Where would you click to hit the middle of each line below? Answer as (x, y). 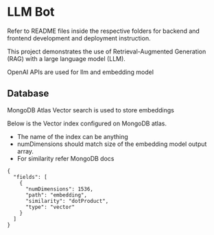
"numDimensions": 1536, (59, 189)
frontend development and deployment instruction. (79, 38)
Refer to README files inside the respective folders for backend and (104, 31)
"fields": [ (31, 177)
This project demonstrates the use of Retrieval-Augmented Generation (107, 51)
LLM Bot (31, 12)
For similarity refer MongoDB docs (66, 158)
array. (25, 151)
